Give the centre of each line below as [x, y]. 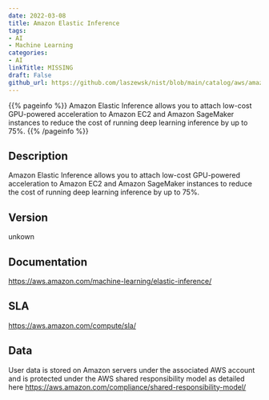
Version [28, 217]
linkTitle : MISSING [41, 68]
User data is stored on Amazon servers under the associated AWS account [132, 370]
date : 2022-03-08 [37, 16]
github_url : [28, 82]
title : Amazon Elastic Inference [64, 23]
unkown [21, 237]
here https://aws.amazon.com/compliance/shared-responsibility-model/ [127, 387]
